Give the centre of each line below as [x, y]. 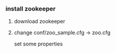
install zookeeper [31, 9]
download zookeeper [40, 22]
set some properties [38, 44]
